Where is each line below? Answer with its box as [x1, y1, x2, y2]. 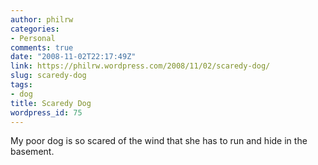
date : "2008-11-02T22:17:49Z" [10, 52, 137, 62]
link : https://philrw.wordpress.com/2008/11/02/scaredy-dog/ [10, 61, 271, 71]
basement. [10, 146, 55, 158]
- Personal [10, 33, 56, 43]
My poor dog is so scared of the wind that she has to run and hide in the [10, 135, 308, 147]
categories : [10, 24, 60, 34]
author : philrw [10, 14, 74, 25]
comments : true [10, 42, 74, 53]
